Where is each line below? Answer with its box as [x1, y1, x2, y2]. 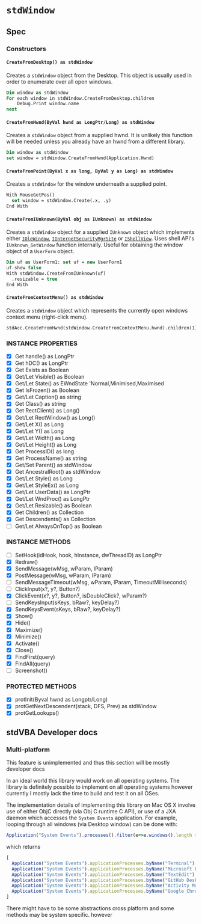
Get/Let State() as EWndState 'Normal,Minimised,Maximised [14, 380, 164, 387]
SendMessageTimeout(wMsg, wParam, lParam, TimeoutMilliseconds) [14, 579, 188, 586]
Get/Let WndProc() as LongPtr [14, 495, 90, 503]
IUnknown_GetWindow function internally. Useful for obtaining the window [6, 241, 183, 248]
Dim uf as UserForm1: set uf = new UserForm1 [6, 259, 122, 266]
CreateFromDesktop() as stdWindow [6, 60, 93, 66]
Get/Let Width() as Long [14, 434, 75, 441]
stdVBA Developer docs [6, 727, 98, 738]
